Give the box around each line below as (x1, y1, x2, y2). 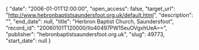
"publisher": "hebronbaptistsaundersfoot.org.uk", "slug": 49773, (5, 31, 165, 38)
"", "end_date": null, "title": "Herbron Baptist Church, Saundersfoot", (5, 18, 174, 25)
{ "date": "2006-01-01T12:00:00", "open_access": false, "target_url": (5, 5, 175, 12)
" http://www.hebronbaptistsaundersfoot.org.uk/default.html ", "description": (5, 11, 194, 19)
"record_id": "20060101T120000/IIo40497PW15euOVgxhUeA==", (5, 24, 168, 31)
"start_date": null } (5, 37, 51, 44)
